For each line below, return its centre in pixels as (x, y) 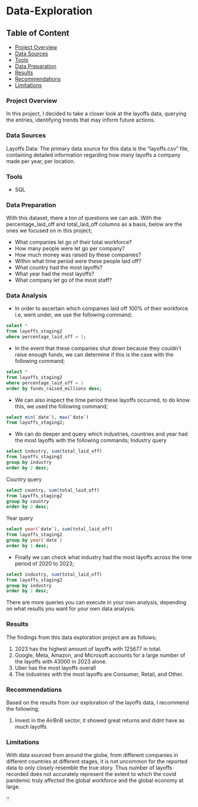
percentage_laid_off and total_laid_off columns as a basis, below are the (94, 224)
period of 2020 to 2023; (44, 563)
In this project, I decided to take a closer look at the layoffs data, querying (96, 114)
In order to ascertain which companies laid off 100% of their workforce (101, 309)
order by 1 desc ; (28, 546)
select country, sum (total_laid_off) (53, 490)
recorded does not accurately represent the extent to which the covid (91, 774)
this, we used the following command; (61, 406)
